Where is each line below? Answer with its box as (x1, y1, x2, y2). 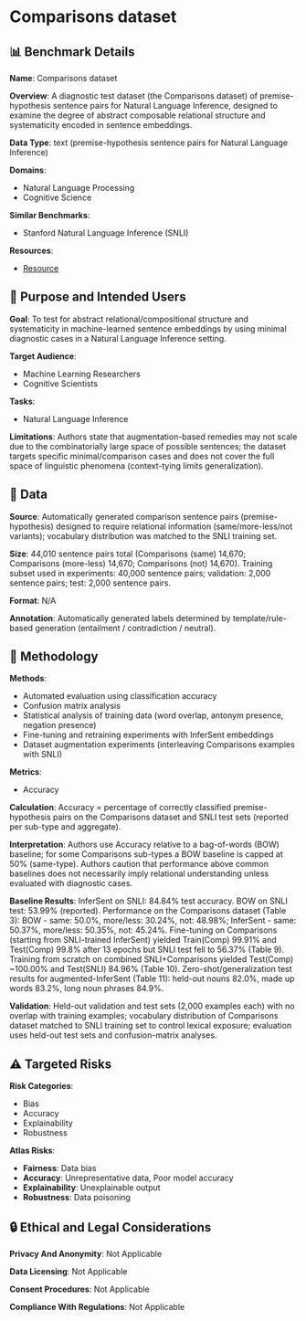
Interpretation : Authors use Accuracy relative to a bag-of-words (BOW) (9, 839, 280, 851)
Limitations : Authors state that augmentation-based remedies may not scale (9, 431, 298, 442)
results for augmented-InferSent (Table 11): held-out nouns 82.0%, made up (9, 973, 295, 984)
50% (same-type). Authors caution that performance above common (9, 859, 269, 870)
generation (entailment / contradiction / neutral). (35, 622, 216, 633)
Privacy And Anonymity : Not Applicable (9, 1249, 163, 1260)
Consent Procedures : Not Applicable (9, 1284, 150, 1295)
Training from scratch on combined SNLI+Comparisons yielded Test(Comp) (9, 954, 294, 965)
